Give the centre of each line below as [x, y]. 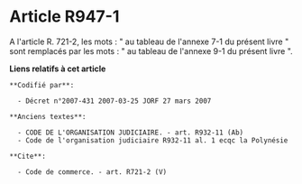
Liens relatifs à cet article [58, 69]
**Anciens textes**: [48, 116]
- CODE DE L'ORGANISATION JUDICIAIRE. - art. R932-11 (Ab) [131, 133]
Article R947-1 [64, 17]
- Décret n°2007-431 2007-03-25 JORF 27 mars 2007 [114, 101]
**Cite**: [28, 156]
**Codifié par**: [42, 85]
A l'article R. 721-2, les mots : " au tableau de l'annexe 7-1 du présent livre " [149, 41]
